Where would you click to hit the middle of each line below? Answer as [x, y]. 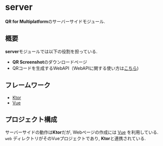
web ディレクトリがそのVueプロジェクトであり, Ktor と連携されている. [76, 139]
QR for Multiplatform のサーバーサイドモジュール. [55, 21]
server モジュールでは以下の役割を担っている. [51, 51]
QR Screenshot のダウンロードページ [50, 62]
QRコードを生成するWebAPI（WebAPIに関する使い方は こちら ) [76, 68]
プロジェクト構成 [31, 120]
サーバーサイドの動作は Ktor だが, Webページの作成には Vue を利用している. [82, 132]
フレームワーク [28, 85]
